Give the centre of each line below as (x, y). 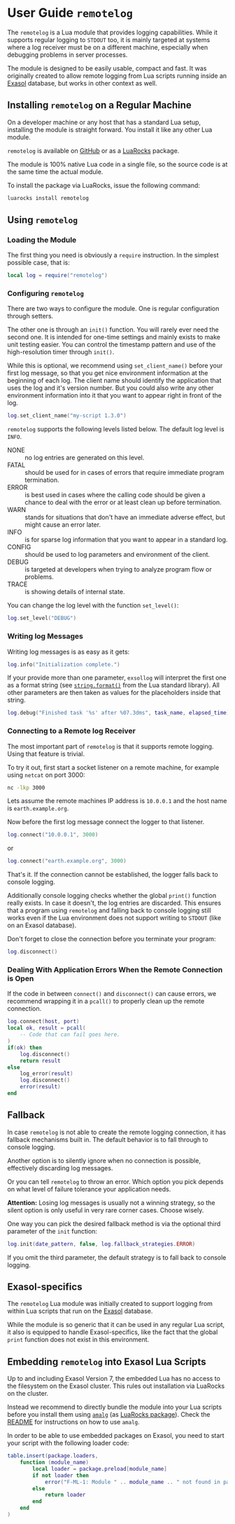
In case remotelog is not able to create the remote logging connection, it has (116, 1132)
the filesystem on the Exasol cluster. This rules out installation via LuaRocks (116, 1386)
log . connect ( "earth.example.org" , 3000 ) (67, 861)
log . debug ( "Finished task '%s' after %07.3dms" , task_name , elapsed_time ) (119, 713)
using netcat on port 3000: (46, 775)
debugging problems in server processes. (67, 55)
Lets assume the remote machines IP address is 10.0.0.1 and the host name (117, 801)
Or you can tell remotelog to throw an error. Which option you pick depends (115, 1181)
